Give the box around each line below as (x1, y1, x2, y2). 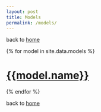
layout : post (6, 8, 39, 15)
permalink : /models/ (6, 20, 58, 26)
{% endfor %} (6, 88, 40, 95)
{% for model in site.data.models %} (6, 48, 95, 55)
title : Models (6, 14, 42, 20)
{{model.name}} (6, 69, 89, 82)
